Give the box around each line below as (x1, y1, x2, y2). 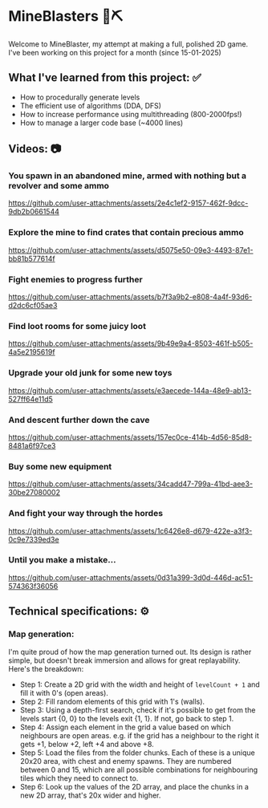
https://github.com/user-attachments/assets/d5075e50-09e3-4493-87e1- (8, 245, 254, 254)
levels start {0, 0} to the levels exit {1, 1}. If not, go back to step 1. (19, 713, 234, 723)
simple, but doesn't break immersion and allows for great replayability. (8, 656, 241, 665)
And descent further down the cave (8, 414, 150, 425)
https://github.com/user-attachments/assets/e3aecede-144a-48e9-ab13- (8, 385, 252, 395)
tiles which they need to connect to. (19, 773, 139, 783)
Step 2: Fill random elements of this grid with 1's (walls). (19, 696, 205, 706)
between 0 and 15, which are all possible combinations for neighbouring (19, 765, 258, 774)
